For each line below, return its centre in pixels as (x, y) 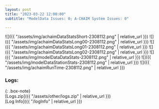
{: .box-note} (18, 91)
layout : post (18, 9)
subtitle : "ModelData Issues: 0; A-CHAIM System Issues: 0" (67, 18)
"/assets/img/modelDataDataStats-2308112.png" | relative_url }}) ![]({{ (81, 57)
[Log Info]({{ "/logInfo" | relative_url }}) (44, 101)
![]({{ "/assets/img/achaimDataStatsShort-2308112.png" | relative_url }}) (77, 36)
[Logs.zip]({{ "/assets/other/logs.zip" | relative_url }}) (58, 96)
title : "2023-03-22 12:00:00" (36, 14)
